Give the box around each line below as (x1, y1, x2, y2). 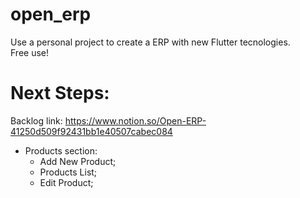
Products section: (24, 144, 98, 157)
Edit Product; (39, 176, 94, 188)
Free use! (10, 46, 50, 58)
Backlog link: (10, 114, 63, 127)
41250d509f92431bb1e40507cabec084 (10, 125, 173, 137)
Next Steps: (10, 82, 110, 105)
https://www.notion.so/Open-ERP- (64, 114, 207, 127)
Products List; (39, 166, 98, 178)
